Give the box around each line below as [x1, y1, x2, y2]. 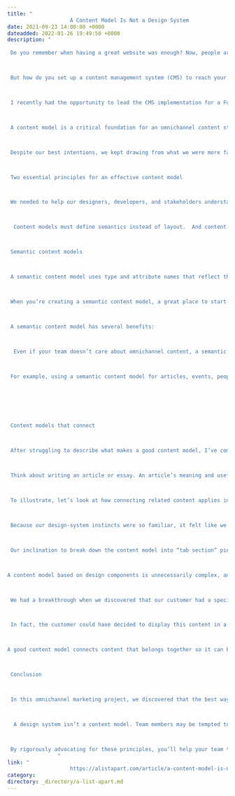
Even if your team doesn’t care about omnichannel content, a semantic [13, 348, 227, 355]
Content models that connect [10, 422, 96, 429]
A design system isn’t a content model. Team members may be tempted [13, 720, 220, 728]
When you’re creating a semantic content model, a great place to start [10, 298, 227, 305]
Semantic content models [10, 249, 83, 256]
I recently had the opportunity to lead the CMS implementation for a [10, 99, 220, 106]
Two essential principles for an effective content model [10, 174, 183, 181]
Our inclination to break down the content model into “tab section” [10, 547, 218, 554]
